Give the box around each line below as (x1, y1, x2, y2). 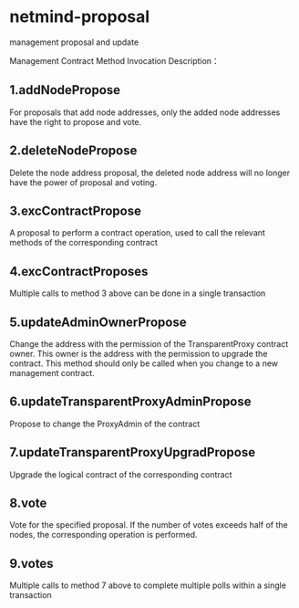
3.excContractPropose (9, 203, 141, 218)
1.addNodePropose (9, 82, 121, 98)
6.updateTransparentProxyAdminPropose (9, 394, 253, 410)
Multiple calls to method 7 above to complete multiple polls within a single (9, 580, 287, 591)
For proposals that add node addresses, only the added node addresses (9, 107, 281, 118)
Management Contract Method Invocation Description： (9, 55, 221, 66)
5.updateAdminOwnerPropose (9, 314, 187, 330)
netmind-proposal (9, 6, 150, 27)
